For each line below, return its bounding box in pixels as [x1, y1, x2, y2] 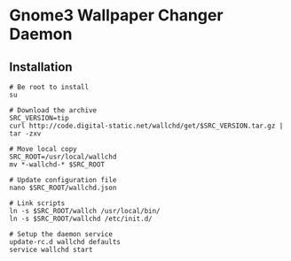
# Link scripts [9, 199, 66, 208]
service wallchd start [9, 245, 93, 254]
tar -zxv [9, 129, 42, 138]
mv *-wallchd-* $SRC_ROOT [9, 160, 105, 169]
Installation [9, 59, 73, 74]
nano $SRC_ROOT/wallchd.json [9, 183, 117, 192]
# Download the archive [9, 106, 98, 115]
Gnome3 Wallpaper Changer [9, 5, 224, 26]
